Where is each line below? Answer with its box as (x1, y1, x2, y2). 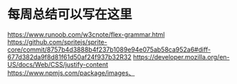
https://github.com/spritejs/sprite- (7, 37, 107, 46)
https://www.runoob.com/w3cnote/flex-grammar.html (7, 30, 165, 39)
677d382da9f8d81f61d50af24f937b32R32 (7, 52, 132, 61)
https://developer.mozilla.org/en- (132, 52, 230, 61)
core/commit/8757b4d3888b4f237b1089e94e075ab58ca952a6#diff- (7, 45, 211, 54)
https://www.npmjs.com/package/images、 (7, 68, 135, 77)
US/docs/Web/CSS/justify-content (7, 60, 109, 68)
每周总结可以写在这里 (7, 6, 133, 23)
